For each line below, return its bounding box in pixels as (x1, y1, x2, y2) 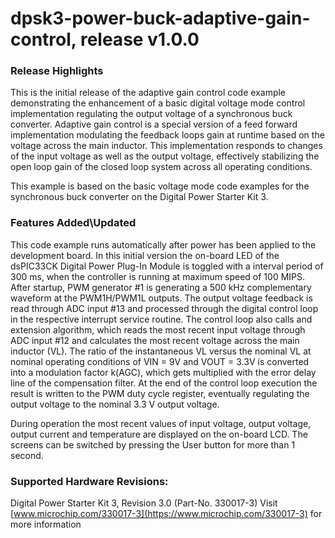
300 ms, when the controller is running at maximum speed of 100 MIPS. (10, 270, 306, 282)
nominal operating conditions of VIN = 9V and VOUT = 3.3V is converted (10, 355, 310, 367)
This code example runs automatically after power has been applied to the (10, 238, 317, 251)
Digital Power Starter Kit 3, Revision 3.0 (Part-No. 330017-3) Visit (10, 497, 278, 509)
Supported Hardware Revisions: (10, 474, 169, 488)
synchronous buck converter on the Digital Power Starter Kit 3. (10, 191, 269, 203)
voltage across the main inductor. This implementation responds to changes (10, 140, 323, 152)
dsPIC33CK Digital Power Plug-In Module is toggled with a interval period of (10, 260, 324, 272)
